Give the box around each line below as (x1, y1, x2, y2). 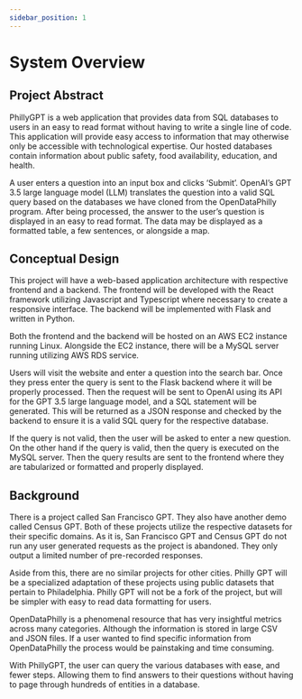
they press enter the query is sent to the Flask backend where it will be (9, 377, 272, 388)
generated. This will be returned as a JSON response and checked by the (9, 406, 282, 417)
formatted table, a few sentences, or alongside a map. (9, 225, 210, 235)
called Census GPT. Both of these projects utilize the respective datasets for (9, 521, 293, 532)
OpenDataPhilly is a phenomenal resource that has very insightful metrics (9, 614, 282, 625)
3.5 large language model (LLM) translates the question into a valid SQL (9, 187, 275, 198)
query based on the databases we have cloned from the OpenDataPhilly (9, 196, 277, 207)
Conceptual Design (9, 252, 120, 267)
